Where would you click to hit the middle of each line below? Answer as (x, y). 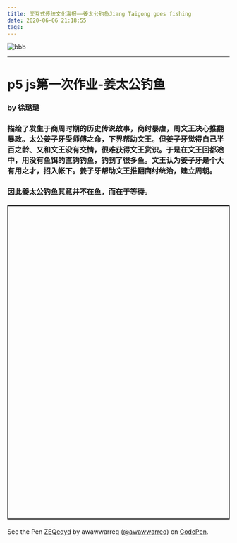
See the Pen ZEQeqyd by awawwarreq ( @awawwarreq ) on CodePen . (108, 531)
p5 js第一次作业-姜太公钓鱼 (86, 84)
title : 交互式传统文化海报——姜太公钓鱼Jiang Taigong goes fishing (99, 14)
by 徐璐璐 (24, 108)
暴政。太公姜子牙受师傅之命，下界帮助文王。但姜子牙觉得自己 (112, 140)
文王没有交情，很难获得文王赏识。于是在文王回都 (134, 150)
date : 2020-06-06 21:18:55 (47, 20)
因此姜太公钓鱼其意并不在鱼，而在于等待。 (80, 192)
